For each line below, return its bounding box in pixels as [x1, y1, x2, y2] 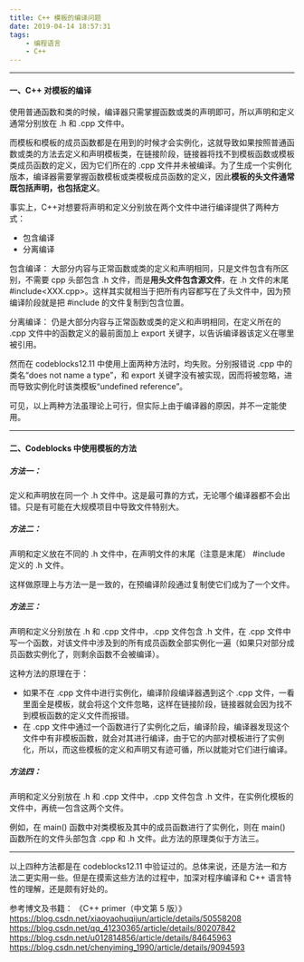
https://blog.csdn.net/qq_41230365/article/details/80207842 [9, 922, 236, 933]
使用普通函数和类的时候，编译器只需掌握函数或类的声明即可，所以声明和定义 [9, 106, 295, 118]
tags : [9, 30, 30, 39]
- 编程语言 [25, 38, 62, 48]
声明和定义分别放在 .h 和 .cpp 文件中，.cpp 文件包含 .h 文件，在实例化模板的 [9, 790, 294, 801]
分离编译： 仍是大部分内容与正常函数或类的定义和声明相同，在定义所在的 [9, 317, 281, 328]
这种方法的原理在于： [9, 668, 89, 679]
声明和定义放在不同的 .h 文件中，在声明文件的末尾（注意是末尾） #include [9, 548, 286, 559]
